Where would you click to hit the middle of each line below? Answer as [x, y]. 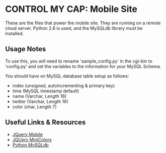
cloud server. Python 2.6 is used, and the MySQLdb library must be [74, 28]
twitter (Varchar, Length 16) [40, 101]
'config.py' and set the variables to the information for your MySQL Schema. [83, 66]
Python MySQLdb [30, 145]
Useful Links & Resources [45, 122]
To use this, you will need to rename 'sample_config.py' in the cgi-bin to [79, 61]
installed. [14, 33]
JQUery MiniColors [32, 140]
